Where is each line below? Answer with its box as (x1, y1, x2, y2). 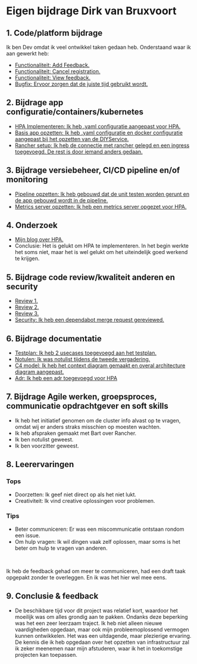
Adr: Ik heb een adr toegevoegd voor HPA (14, 375, 118, 382)
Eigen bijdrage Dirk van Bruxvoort (6, 4, 177, 18)
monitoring (6, 174, 48, 185)
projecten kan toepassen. (14, 651, 77, 658)
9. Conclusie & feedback (6, 591, 99, 602)
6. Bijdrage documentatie (6, 333, 102, 343)
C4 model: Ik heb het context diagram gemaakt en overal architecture (14, 362, 186, 369)
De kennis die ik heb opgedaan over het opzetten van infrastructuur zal (14, 638, 189, 646)
